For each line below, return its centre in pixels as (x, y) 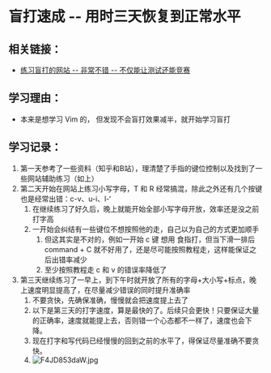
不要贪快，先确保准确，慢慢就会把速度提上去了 (110, 300)
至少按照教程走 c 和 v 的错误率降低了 (106, 269)
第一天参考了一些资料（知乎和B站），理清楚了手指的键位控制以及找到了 (138, 168)
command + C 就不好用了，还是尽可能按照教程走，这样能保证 (147, 249)
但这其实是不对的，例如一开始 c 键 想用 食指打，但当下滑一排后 (150, 239)
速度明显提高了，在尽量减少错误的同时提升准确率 (109, 289)
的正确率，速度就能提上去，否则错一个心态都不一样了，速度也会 (138, 320)
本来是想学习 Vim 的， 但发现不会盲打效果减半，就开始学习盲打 (125, 119)
